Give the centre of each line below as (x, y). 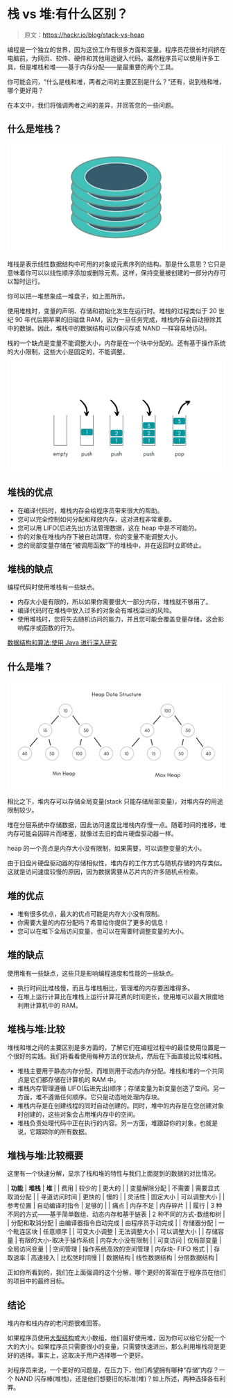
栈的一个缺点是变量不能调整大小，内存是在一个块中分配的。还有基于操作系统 (116, 343)
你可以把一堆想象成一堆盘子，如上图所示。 (68, 296)
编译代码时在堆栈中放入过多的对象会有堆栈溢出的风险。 (96, 610)
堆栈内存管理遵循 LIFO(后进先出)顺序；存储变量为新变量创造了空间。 (115, 1088)
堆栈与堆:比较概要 (45, 1156)
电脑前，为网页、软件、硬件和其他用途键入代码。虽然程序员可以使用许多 (110, 58)
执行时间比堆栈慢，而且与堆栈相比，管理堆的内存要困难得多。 (105, 988)
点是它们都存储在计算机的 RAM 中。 (68, 1079)
